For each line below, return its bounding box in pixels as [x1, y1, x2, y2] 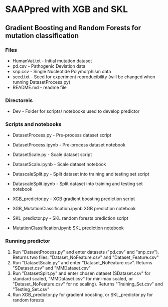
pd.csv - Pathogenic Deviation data [12, 63, 86, 69]
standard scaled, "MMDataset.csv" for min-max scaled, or [12, 275, 133, 281]
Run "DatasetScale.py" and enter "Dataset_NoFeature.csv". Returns [12, 259, 152, 265]
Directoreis [5, 97, 33, 104]
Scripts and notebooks [5, 121, 62, 128]
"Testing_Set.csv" [12, 286, 50, 292]
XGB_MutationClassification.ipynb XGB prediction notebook [12, 206, 136, 212]
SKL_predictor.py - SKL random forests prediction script [12, 215, 129, 221]
